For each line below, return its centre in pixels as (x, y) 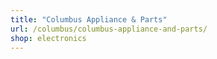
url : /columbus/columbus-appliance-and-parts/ (109, 29)
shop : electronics (48, 38)
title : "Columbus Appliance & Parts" (89, 19)
